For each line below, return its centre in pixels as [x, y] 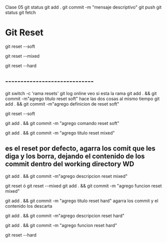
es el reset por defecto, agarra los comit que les [80, 149]
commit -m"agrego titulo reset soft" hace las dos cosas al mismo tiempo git [83, 99]
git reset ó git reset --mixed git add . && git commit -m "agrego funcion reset [83, 186]
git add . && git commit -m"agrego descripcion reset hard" [65, 216]
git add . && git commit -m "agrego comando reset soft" [62, 123]
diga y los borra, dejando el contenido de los [75, 156]
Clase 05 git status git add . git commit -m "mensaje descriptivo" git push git [83, 7]
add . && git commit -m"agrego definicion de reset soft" [62, 104]
